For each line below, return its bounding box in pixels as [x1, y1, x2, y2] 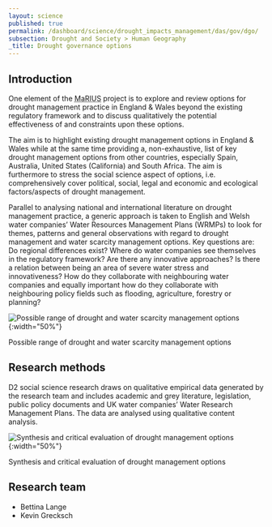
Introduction [8, 72, 73, 86]
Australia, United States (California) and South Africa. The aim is [8, 161, 223, 170]
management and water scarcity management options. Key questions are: [8, 237, 255, 246]
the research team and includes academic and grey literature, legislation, [8, 391, 252, 401]
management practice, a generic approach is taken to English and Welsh [8, 211, 250, 221]
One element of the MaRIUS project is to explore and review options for [8, 93, 247, 103]
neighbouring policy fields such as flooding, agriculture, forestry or [8, 289, 232, 298]
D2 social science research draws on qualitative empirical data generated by [8, 382, 264, 392]
